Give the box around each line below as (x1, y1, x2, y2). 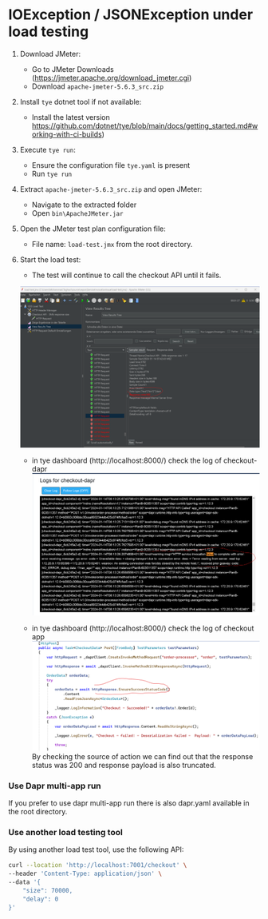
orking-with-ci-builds (31, 129, 102, 139)
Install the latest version (31, 112, 110, 121)
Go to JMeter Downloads (31, 64, 114, 74)
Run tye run (31, 169, 73, 178)
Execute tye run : (19, 145, 76, 154)
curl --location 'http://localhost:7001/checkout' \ (8, 861, 187, 869)
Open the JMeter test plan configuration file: (19, 224, 166, 233)
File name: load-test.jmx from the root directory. (31, 239, 193, 249)
